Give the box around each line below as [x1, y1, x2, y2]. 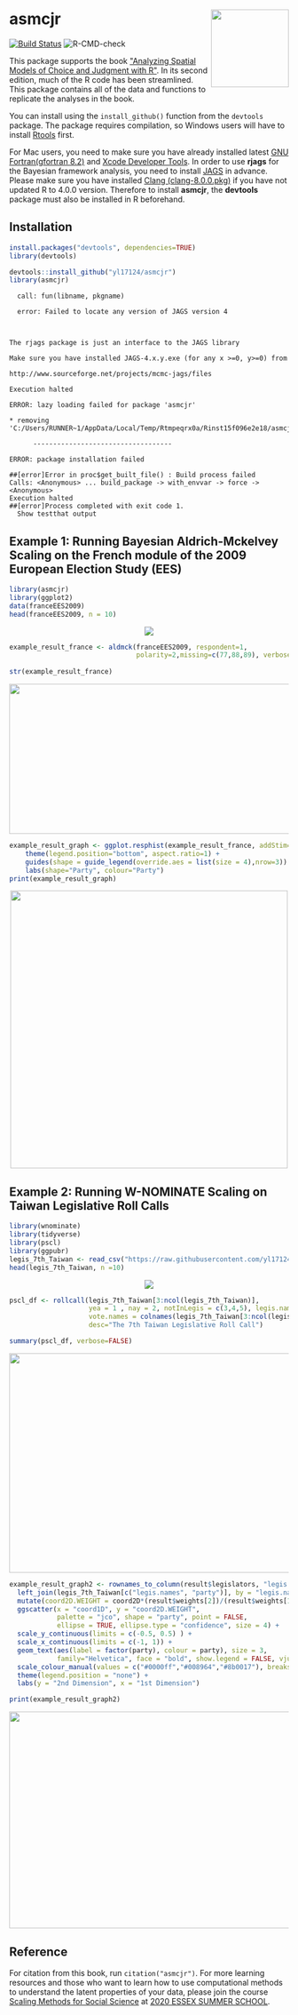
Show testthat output [17, 509, 98, 519]
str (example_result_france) [9, 668, 114, 676]
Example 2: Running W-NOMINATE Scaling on [9, 1184, 268, 1199]
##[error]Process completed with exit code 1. [9, 502, 184, 511]
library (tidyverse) [9, 1230, 82, 1239]
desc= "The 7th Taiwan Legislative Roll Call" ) [88, 1321, 264, 1330]
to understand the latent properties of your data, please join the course [9, 1987, 269, 1997]
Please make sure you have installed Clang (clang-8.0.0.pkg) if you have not [9, 174, 287, 186]
